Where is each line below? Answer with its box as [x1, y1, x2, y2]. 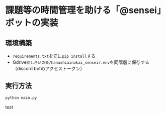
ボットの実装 [5, 17, 59, 29]
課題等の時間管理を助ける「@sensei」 [5, 5, 162, 16]
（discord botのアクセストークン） [12, 66, 85, 71]
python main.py [5, 95, 37, 100]
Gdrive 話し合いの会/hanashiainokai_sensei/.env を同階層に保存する [12, 59, 150, 65]
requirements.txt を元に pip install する [12, 53, 96, 59]
